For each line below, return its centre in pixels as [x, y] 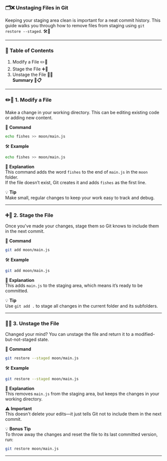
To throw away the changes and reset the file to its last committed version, [82, 434]
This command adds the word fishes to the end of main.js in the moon [77, 172]
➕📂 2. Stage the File [29, 215]
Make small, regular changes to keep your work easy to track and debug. [80, 198]
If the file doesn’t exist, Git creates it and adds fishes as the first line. [76, 182]
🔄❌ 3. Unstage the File [32, 323]
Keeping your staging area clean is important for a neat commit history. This [83, 20]
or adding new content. [29, 118]
